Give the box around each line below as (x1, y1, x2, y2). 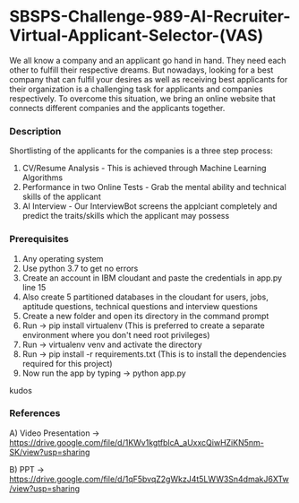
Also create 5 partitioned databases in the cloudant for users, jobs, (21, 291, 269, 302)
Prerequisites (9, 233, 69, 246)
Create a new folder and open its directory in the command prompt (21, 310, 269, 321)
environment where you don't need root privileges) (21, 329, 210, 340)
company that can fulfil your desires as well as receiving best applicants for (9, 74, 288, 84)
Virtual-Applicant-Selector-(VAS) (9, 25, 264, 46)
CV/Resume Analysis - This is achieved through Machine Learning (21, 163, 267, 174)
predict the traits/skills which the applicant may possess (21, 211, 230, 221)
